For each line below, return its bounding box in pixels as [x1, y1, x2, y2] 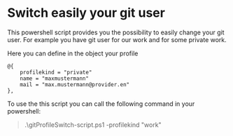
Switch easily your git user [7, 5, 166, 21]
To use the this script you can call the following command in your [7, 100, 195, 108]
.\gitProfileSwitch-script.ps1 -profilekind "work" [24, 121, 162, 129]
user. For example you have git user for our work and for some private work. [7, 35, 227, 43]
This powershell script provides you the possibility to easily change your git [7, 28, 225, 36]
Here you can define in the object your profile [7, 49, 139, 57]
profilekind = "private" [20, 69, 92, 76]
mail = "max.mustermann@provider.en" [20, 81, 130, 88]
